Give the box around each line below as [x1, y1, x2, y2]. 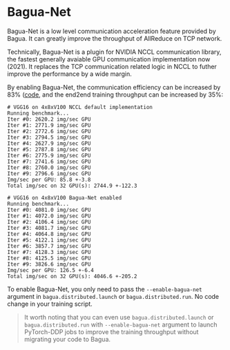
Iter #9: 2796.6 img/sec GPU [7, 170, 91, 177]
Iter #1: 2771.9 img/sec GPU [7, 121, 91, 128]
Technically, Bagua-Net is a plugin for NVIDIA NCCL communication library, [7, 48, 222, 56]
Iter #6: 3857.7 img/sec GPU [7, 242, 91, 249]
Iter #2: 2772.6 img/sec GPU [7, 128, 91, 135]
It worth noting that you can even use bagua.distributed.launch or [23, 313, 214, 321]
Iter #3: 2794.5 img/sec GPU [7, 134, 91, 141]
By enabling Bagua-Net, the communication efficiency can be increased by [7, 83, 221, 91]
